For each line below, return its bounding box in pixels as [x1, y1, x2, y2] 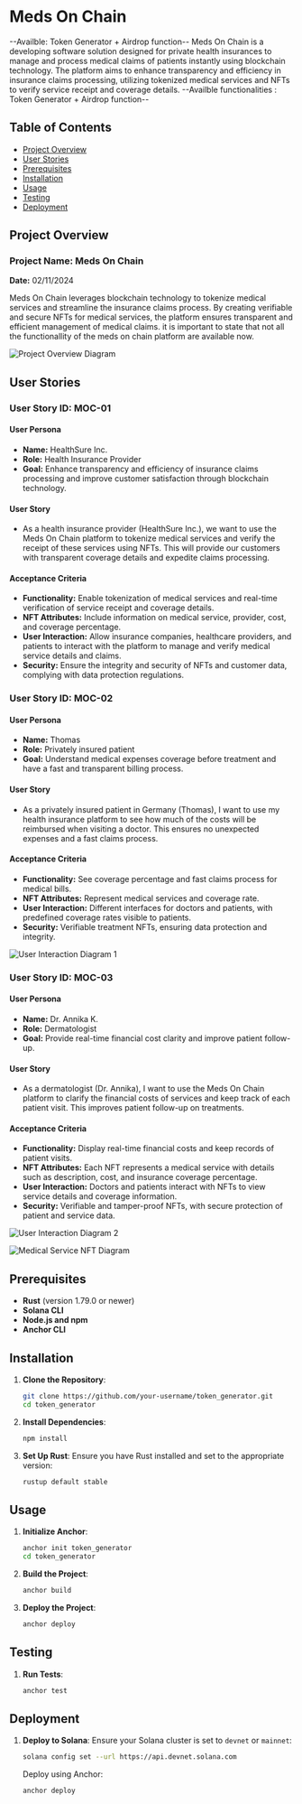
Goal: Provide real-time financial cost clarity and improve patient [22, 1033, 263, 1044]
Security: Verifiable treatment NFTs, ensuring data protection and [22, 921, 268, 932]
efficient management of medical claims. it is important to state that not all [9, 321, 285, 332]
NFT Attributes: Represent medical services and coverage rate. [22, 892, 260, 904]
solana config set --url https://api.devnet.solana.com [22, 1753, 237, 1762]
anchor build [22, 1586, 72, 1595]
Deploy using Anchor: [22, 1769, 104, 1780]
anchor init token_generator [22, 1544, 133, 1553]
